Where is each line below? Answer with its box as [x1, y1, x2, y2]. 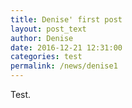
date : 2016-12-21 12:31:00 [10, 42, 123, 53]
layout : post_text [10, 24, 87, 34]
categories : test [10, 52, 83, 62]
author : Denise [10, 33, 74, 43]
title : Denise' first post [10, 14, 123, 25]
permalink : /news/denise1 [10, 61, 118, 71]
